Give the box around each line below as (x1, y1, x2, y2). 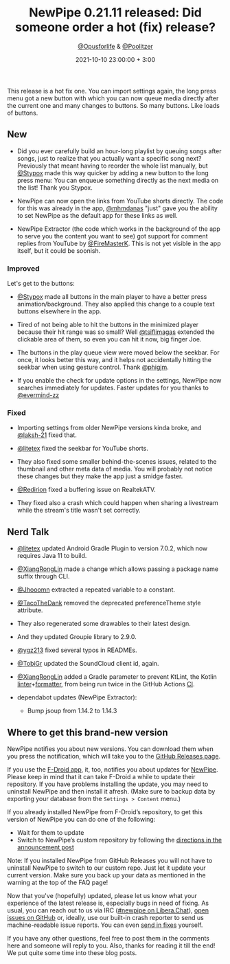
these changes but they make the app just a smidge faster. (16, 472, 183, 480)
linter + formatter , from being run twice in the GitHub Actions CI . (16, 680, 195, 688)
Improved (7, 263, 40, 273)
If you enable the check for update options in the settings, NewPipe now (16, 377, 222, 385)
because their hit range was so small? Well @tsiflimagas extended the (16, 328, 215, 336)
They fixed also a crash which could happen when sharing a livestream (16, 499, 218, 507)
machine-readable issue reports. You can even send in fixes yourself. (7, 921, 203, 929)
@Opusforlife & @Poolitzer (78, 42, 153, 50)
